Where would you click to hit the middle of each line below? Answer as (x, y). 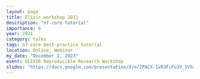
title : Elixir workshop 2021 (42, 17)
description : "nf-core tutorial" (48, 23)
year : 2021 (20, 34)
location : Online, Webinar (40, 50)
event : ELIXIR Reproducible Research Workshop (65, 61)
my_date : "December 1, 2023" (42, 56)
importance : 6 (24, 28)
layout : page (22, 12)
